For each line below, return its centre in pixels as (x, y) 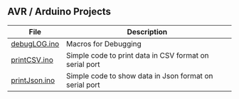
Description (147, 31)
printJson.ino (33, 80)
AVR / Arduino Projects (59, 12)
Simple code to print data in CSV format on (138, 55)
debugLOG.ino (35, 43)
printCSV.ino (32, 60)
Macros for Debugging (104, 43)
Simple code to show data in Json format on (140, 75)
